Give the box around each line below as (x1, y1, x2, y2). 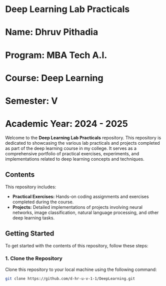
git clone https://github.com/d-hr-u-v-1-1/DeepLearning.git (5, 276, 135, 281)
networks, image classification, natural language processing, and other (12, 209, 159, 215)
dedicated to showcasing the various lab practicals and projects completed (5, 140, 160, 146)
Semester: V (5, 95, 58, 106)
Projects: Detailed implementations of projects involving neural (12, 204, 142, 210)
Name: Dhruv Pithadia (5, 27, 98, 38)
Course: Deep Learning (5, 72, 103, 84)
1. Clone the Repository (5, 255, 62, 262)
